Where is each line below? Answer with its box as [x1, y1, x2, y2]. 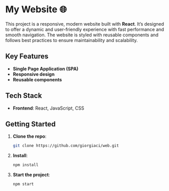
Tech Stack [5, 91, 42, 100]
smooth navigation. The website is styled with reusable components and [5, 32, 159, 38]
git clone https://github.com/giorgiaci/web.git [12, 143, 119, 148]
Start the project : [12, 172, 50, 178]
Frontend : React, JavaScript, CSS [12, 105, 85, 111]
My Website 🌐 [5, 4, 67, 15]
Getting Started [5, 119, 56, 129]
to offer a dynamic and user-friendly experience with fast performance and [5, 26, 164, 32]
